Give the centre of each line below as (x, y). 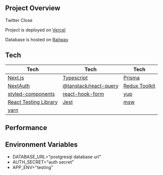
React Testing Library (33, 102)
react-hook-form (83, 94)
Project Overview (33, 8)
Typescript (75, 78)
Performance (26, 128)
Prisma (131, 78)
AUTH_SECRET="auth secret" (43, 162)
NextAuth (19, 86)
